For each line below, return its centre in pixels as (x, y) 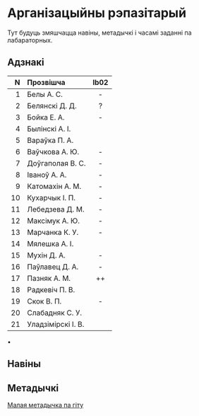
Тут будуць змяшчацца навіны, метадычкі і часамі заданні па (99, 33)
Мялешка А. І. (50, 243)
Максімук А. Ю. (53, 221)
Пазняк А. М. (49, 278)
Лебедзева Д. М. (56, 209)
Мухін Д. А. (46, 255)
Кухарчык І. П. (52, 197)
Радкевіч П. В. (51, 289)
